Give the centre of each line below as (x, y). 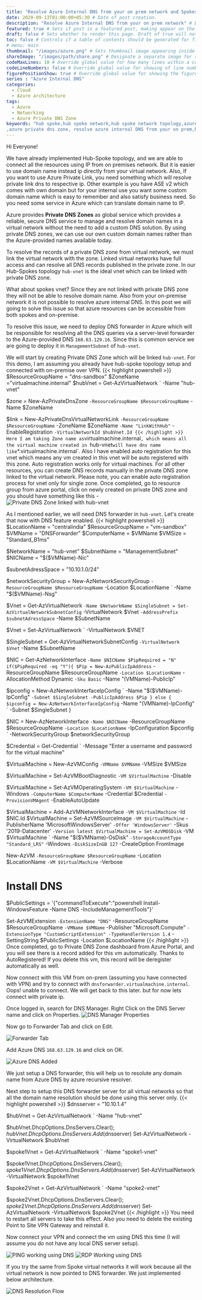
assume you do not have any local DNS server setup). (73, 1243)
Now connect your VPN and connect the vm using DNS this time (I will (93, 1237)
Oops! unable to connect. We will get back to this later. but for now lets (94, 990)
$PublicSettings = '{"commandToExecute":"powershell (74, 903)
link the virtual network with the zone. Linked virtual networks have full (94, 258)
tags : (13, 101)
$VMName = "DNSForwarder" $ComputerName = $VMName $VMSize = (96, 533)
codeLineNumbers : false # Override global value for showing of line (95, 68)
